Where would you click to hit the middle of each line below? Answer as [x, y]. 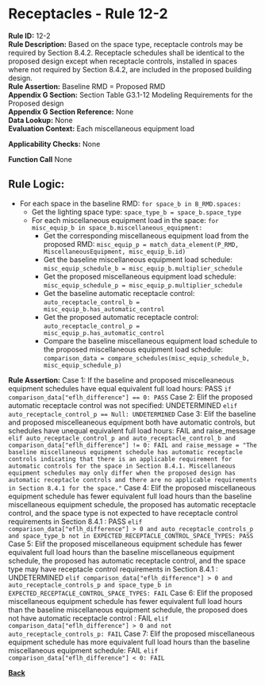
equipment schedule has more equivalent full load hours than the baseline [129, 642]
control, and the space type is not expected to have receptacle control [123, 513]
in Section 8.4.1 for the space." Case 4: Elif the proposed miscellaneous [132, 487]
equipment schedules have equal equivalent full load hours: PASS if [120, 388]
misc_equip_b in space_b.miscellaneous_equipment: [117, 228]
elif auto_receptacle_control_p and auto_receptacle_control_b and [122, 438]
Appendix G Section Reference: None [71, 111]
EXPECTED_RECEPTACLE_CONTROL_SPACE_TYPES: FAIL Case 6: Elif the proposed [131, 593]
